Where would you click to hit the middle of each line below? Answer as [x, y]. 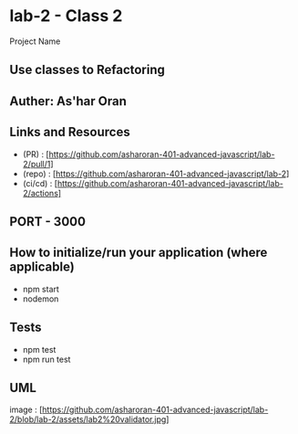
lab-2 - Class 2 [66, 16]
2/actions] [42, 193]
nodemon [41, 299]
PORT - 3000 [48, 222]
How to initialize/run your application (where [139, 253]
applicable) [42, 267]
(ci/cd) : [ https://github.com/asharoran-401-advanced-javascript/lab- [153, 183]
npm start [41, 289]
